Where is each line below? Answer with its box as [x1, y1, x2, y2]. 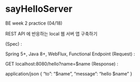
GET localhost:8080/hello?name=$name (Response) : [5, 60, 119, 67]
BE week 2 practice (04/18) [5, 20, 63, 26]
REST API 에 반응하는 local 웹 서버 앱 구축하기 [5, 30, 98, 36]
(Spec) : [5, 40, 22, 47]
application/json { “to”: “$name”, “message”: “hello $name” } [5, 70, 132, 77]
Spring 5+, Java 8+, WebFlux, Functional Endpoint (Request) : [5, 51, 135, 57]
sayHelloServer [5, 3, 73, 15]
